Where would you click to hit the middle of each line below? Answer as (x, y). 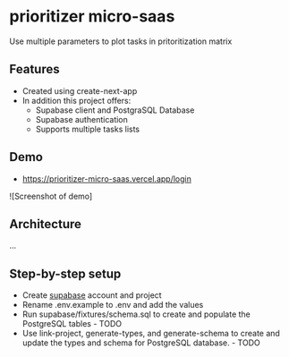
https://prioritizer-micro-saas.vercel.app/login (107, 178)
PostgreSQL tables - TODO (72, 324)
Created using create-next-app (80, 90)
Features (34, 69)
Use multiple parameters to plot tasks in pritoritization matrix (121, 41)
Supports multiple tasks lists (88, 129)
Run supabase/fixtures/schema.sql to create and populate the (136, 314)
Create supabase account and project (92, 295)
